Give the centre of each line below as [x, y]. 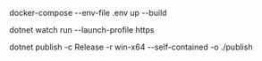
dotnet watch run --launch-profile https [82, 30]
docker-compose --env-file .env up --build [88, 13]
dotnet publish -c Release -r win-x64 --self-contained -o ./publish [131, 47]
